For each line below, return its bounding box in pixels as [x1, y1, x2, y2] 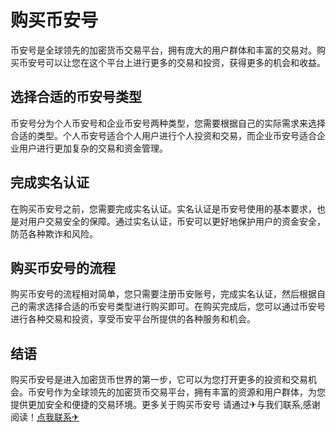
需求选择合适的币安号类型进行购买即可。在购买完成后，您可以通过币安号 [27, 301, 326, 313]
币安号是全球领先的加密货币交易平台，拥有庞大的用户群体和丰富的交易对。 [10, 44, 317, 56]
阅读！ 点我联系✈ [10, 411, 80, 423]
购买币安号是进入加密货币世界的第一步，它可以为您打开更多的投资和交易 [10, 374, 308, 386]
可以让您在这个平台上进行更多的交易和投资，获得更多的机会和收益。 [44, 56, 326, 68]
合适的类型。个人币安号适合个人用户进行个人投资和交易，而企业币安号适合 [10, 129, 317, 141]
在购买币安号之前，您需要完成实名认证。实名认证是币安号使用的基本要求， [10, 202, 317, 215]
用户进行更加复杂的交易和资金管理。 [18, 142, 168, 154]
